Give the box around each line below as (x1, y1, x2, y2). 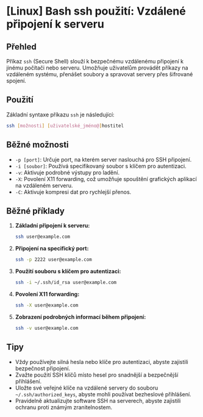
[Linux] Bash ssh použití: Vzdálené (6, 4, 186, 18)
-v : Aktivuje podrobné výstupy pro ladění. (15, 169, 120, 176)
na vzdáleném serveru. (15, 182, 73, 189)
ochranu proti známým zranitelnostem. (15, 404, 113, 411)
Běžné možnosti (6, 140, 69, 150)
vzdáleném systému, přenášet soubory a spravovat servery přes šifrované (6, 71, 193, 77)
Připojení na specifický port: (15, 245, 89, 252)
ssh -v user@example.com (15, 325, 79, 331)
